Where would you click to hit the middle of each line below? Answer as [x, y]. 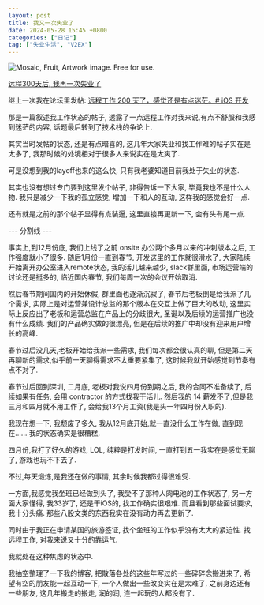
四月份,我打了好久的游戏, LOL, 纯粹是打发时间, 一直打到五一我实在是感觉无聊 [132, 450]
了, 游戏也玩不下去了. [43, 460]
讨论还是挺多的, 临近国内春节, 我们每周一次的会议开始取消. [103, 277]
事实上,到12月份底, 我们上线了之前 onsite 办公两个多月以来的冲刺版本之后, [128, 248]
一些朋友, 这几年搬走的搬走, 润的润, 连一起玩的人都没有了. [101, 593]
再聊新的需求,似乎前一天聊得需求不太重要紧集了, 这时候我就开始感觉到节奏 [129, 360]
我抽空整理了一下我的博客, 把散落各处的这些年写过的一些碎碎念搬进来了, [125, 573]
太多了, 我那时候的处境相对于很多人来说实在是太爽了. [94, 154]
